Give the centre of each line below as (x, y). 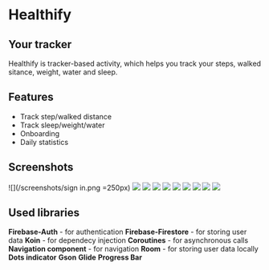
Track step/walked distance (66, 116)
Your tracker (40, 44)
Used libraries (44, 213)
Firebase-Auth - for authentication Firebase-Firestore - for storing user (128, 232)
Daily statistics (44, 142)
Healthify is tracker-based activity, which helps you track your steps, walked (135, 63)
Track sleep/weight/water (62, 125)
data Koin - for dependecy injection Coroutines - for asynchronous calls (128, 240)
